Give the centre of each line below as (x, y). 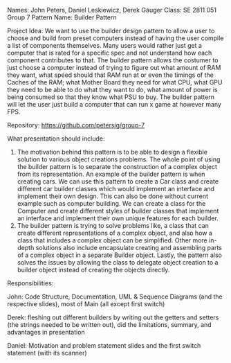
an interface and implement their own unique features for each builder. (118, 218)
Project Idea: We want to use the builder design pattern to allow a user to (111, 31)
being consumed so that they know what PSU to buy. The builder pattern (111, 97)
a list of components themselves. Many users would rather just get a (105, 45)
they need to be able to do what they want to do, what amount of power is (112, 90)
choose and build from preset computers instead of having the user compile (115, 38)
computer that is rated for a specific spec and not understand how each (110, 53)
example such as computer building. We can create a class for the (111, 203)
